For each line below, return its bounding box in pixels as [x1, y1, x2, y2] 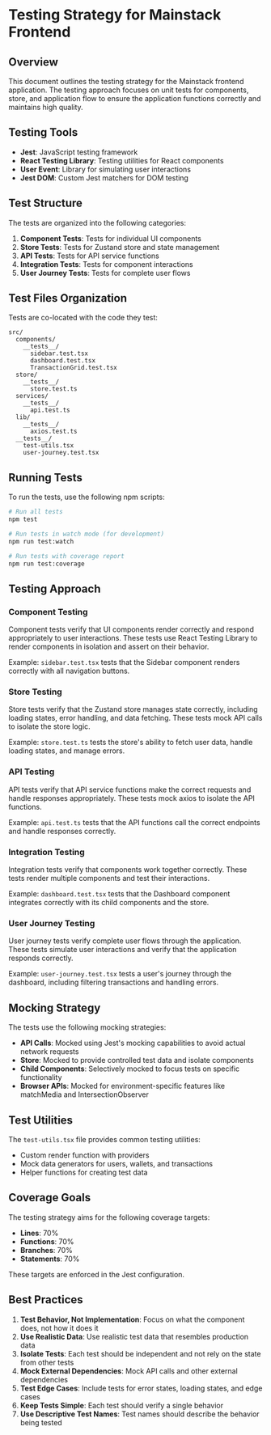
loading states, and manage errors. [8, 746, 125, 756]
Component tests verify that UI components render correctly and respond [8, 624, 255, 634]
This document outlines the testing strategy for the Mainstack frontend [8, 77, 244, 86]
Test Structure [8, 197, 83, 210]
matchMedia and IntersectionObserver [19, 1090, 150, 1099]
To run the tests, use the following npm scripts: [8, 492, 165, 502]
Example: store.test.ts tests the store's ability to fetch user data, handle [8, 738, 253, 747]
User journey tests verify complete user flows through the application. [8, 936, 242, 946]
